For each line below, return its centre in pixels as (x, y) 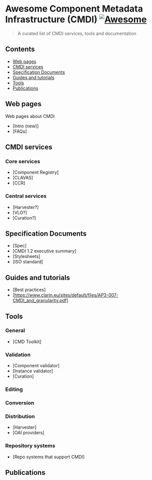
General (15, 330)
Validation (18, 355)
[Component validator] (36, 366)
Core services (23, 161)
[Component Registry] (35, 172)
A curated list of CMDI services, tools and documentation (77, 33)
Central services (26, 196)
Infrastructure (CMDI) (51, 19)
